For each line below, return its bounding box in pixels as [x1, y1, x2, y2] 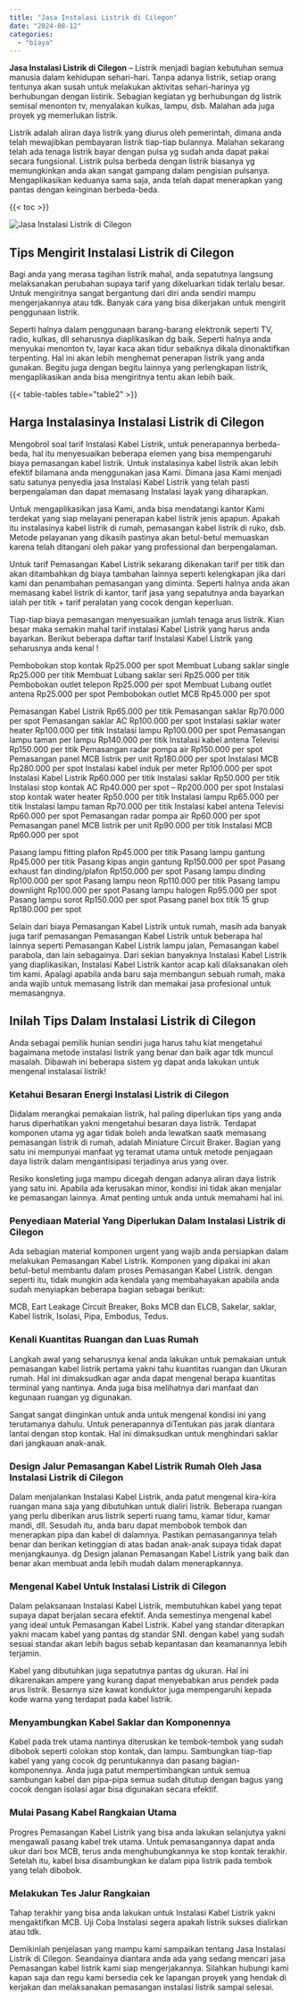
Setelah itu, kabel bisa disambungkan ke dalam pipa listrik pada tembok [9, 1855, 272, 1866]
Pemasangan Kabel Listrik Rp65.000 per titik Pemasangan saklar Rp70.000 [9, 706, 285, 716]
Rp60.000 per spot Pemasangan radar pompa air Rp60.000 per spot [9, 810, 261, 821]
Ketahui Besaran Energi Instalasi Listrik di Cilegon [9, 1088, 229, 1100]
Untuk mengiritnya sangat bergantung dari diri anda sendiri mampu [9, 288, 256, 299]
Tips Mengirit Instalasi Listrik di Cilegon [9, 245, 235, 260]
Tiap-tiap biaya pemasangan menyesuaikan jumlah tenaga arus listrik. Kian [9, 614, 285, 624]
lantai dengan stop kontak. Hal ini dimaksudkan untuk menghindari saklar [9, 1428, 278, 1438]
